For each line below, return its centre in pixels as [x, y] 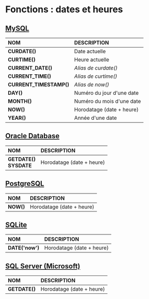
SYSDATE [20, 165]
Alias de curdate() [96, 68]
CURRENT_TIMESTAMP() [39, 84]
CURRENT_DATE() [30, 68]
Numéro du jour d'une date [106, 93]
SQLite [16, 225]
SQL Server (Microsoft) [43, 266]
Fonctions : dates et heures [64, 9]
